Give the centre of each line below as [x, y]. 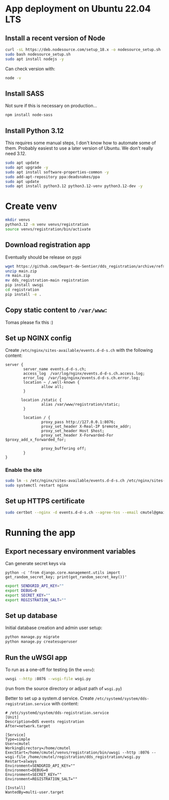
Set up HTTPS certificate [45, 501]
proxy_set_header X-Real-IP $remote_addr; [86, 426]
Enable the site [24, 470]
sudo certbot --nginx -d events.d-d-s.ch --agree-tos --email [72, 513]
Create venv [31, 206]
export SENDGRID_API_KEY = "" [35, 586]
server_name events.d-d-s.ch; [55, 369]
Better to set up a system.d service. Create [50, 698]
